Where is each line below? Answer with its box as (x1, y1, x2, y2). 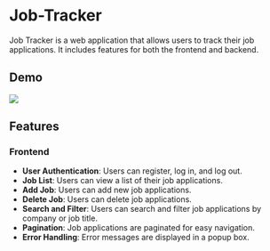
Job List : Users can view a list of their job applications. (21, 175, 224, 186)
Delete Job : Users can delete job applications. (21, 194, 193, 205)
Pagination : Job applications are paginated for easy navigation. (21, 223, 255, 233)
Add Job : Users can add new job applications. (21, 184, 192, 196)
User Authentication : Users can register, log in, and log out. (21, 166, 242, 176)
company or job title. (21, 213, 98, 223)
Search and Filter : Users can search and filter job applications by (21, 204, 262, 215)
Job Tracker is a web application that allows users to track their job (9, 35, 255, 45)
